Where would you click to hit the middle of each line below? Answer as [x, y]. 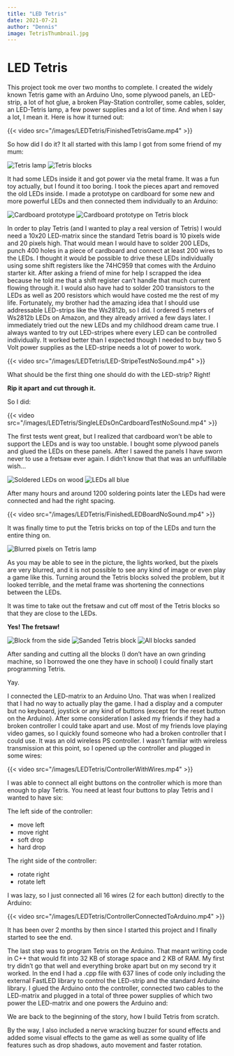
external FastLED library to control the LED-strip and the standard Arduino [114, 981]
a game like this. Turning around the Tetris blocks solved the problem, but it [116, 577]
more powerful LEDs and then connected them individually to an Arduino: [112, 201]
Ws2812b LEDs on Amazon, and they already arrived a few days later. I [109, 318]
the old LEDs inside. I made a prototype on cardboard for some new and [111, 194]
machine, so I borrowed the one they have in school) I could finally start [110, 661]
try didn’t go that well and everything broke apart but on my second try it [112, 966]
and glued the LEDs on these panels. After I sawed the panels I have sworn [115, 451]
